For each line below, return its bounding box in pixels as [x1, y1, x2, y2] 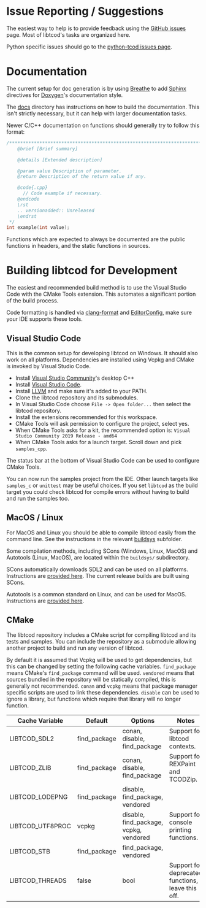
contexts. [169, 742, 196, 750]
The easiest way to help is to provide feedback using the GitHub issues [6, 25, 186, 32]
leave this [169, 883, 197, 892]
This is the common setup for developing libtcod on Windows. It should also [6, 350, 198, 356]
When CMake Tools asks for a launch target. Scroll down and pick [15, 439, 182, 445]
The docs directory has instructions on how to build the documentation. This [6, 103, 200, 110]
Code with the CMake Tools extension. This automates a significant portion [6, 290, 196, 298]
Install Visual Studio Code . [15, 381, 82, 388]
